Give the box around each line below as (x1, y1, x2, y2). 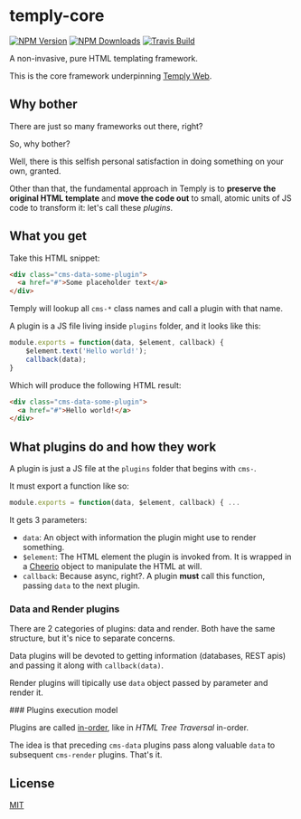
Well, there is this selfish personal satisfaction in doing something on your (9, 156, 284, 167)
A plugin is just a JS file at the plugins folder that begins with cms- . (9, 463, 257, 474)
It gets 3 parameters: (9, 515, 88, 525)
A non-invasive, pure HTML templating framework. (9, 52, 199, 63)
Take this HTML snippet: (9, 252, 100, 263)
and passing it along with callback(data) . (9, 660, 165, 671)
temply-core (9, 5, 105, 26)
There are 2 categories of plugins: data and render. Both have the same (9, 624, 276, 634)
